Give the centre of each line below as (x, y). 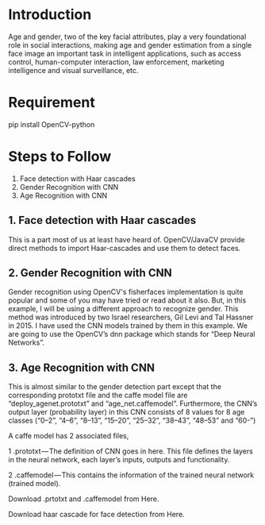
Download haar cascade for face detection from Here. (96, 515)
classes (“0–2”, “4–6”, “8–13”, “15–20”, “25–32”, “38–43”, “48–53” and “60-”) (132, 421)
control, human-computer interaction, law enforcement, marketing (116, 62)
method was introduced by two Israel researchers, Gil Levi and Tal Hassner (131, 317)
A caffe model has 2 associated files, (69, 436)
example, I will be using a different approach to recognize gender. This (123, 309)
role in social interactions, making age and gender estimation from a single (130, 44)
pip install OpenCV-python (52, 124)
